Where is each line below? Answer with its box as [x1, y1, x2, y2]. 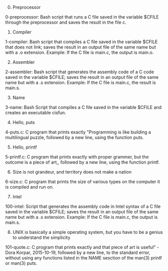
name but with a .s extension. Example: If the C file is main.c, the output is [5, 214, 158, 220]
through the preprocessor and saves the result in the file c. [5, 20, 127, 25]
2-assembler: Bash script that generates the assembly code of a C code [5, 69, 154, 75]
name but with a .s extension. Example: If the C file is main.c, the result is [5, 80, 156, 85]
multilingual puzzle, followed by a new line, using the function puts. [5, 134, 144, 140]
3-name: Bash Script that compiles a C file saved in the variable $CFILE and [5, 104, 162, 110]
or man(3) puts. [5, 260, 38, 266]
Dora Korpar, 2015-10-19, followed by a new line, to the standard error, [5, 249, 150, 255]
